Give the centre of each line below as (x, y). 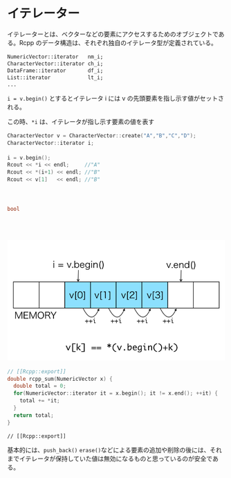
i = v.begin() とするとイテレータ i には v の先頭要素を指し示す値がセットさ (116, 98)
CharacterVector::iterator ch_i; (55, 63)
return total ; (34, 415)
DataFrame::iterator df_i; (55, 70)
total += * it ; (40, 401)
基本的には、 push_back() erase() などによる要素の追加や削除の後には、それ (115, 450)
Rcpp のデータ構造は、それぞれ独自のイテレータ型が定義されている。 (118, 42)
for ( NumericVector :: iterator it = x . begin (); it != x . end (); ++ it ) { (116, 393)
